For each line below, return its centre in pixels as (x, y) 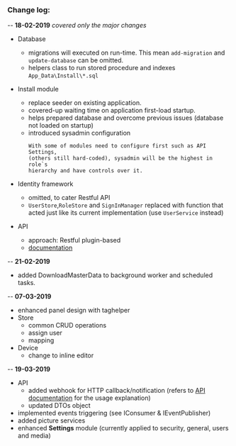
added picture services (51, 420)
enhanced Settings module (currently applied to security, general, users (123, 428)
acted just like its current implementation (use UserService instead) (126, 213)
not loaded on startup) (61, 126)
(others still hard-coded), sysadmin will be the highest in (120, 158)
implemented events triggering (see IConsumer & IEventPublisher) (114, 413)
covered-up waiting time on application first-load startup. (112, 111)
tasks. (26, 283)
